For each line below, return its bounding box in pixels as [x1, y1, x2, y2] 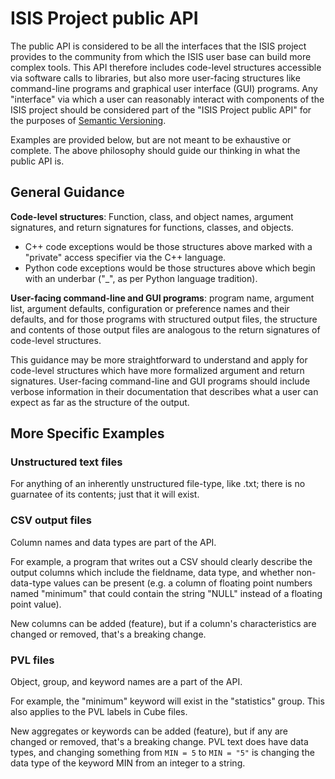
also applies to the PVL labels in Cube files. [10, 706, 188, 718]
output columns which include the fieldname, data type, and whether [10, 566, 295, 578]
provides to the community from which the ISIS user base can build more [10, 50, 312, 62]
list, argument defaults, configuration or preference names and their [10, 302, 290, 314]
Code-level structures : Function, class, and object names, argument [10, 210, 294, 222]
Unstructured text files [10, 455, 123, 469]
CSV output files [10, 513, 92, 527]
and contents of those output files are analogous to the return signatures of [10, 323, 321, 336]
